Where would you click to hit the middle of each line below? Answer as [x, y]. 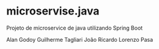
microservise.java [53, 11]
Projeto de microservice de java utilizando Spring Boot [75, 28]
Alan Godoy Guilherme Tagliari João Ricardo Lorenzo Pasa [80, 39]
